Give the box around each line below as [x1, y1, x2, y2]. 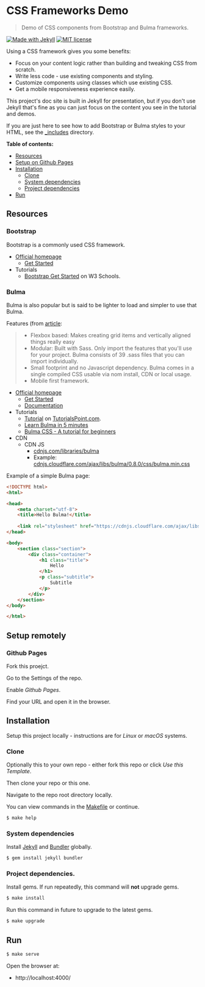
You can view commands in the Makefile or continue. [6, 803, 140, 810]
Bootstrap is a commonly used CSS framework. [6, 241, 126, 248]
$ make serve [6, 951, 40, 957]
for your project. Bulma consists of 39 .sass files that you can [30, 351, 185, 358]
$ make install [6, 895, 45, 901]
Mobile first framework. [30, 377, 90, 384]
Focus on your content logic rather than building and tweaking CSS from [15, 59, 197, 67]
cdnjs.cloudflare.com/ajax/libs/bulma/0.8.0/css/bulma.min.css [33, 460, 190, 467]
